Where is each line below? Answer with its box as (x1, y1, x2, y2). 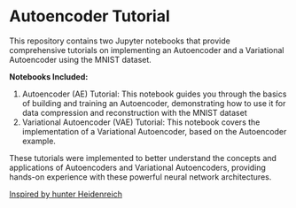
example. (21, 135, 56, 146)
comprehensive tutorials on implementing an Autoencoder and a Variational (9, 44, 284, 55)
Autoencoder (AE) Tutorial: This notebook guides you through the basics (21, 89, 287, 99)
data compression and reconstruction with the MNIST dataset (21, 107, 247, 118)
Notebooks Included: (9, 71, 89, 81)
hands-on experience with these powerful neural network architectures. (9, 171, 272, 182)
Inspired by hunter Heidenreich (9, 189, 122, 199)
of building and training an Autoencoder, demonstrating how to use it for (21, 97, 286, 108)
